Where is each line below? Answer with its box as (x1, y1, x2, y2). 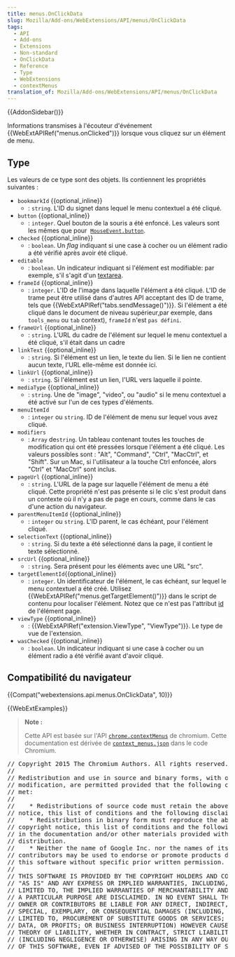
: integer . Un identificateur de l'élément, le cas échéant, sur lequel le (27, 576, 227, 585)
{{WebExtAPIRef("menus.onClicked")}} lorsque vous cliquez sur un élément (7, 129, 226, 138)
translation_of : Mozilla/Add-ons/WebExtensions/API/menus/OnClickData (7, 88, 218, 95)
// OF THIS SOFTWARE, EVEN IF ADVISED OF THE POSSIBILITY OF (7, 942, 222, 950)
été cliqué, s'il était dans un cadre (27, 338, 126, 346)
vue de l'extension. (27, 629, 83, 638)
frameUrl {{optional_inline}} (17, 323, 97, 331)
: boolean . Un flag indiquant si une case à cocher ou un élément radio (27, 241, 228, 249)
